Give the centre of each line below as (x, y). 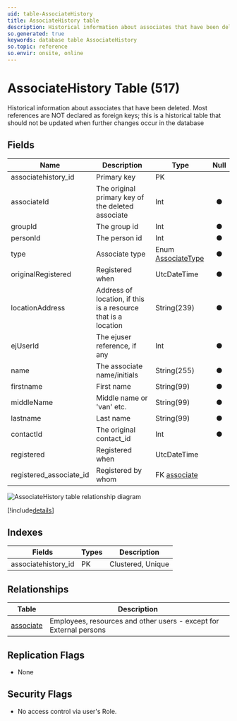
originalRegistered (41, 274)
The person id (119, 238)
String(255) (175, 370)
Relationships (38, 589)
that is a (109, 317)
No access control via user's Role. (67, 711)
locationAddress (38, 307)
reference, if (116, 346)
